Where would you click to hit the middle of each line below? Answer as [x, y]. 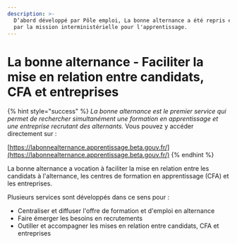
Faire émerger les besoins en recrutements [80, 219]
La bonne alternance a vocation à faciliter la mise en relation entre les [108, 169]
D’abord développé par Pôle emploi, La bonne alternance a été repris [120, 20]
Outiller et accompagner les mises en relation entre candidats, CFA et [118, 226]
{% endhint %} [193, 155]
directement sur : [32, 134]
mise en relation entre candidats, [106, 77]
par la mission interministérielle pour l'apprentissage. [101, 27]
